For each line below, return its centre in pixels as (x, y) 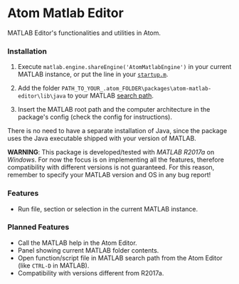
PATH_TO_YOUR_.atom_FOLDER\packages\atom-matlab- (137, 89)
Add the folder (39, 88)
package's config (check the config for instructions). (95, 117)
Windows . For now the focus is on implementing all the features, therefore (116, 160)
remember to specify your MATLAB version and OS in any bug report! (109, 175)
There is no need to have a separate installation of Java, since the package (117, 131)
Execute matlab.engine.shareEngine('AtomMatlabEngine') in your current (124, 67)
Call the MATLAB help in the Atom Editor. (77, 243)
